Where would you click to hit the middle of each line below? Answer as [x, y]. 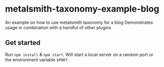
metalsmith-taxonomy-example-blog [82, 9]
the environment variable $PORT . [37, 60]
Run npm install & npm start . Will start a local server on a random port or [79, 54]
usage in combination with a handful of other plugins [58, 27]
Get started [23, 43]
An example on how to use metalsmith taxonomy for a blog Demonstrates [79, 22]
